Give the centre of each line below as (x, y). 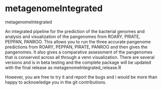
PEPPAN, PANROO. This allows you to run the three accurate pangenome (78, 41)
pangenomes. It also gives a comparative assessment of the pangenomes (79, 52)
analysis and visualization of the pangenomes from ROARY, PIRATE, (73, 36)
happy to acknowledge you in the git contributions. (56, 82)
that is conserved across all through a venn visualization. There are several (80, 57)
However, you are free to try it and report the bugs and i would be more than (81, 77)
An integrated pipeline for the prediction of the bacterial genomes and (75, 31)
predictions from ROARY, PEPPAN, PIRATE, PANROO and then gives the (76, 47)
